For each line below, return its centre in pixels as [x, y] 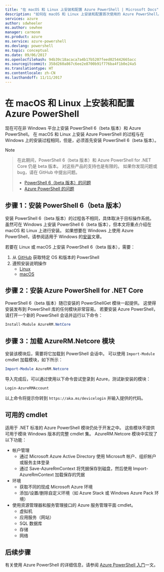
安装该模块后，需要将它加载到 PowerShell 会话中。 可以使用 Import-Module [80, 354]
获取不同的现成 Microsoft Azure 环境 [56, 487]
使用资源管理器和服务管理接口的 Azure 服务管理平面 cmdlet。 [74, 505]
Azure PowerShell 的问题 [49, 189]
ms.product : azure [24, 37]
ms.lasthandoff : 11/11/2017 [34, 78]
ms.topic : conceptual [27, 50]
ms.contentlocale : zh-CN [30, 73]
